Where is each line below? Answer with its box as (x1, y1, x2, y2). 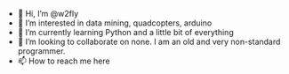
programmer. (17, 46, 66, 56)
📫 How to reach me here (17, 55, 110, 66)
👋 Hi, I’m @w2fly (17, 9, 79, 18)
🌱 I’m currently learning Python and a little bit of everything (17, 27, 234, 37)
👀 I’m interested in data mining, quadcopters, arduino (17, 18, 213, 28)
